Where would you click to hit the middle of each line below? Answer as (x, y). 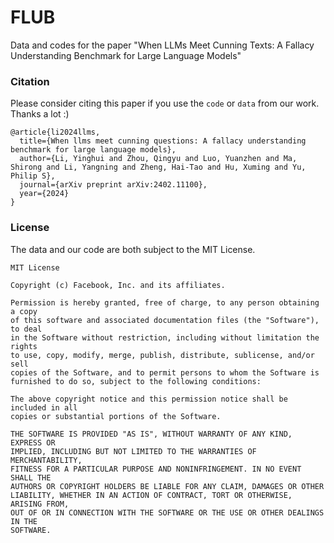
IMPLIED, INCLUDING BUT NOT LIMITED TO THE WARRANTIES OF (133, 451)
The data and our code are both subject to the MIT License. (133, 249)
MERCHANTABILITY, (46, 460)
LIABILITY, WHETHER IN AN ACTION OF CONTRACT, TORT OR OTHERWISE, (151, 495)
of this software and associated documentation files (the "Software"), (165, 320)
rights (24, 346)
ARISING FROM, (40, 504)
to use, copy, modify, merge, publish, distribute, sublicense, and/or (162, 355)
